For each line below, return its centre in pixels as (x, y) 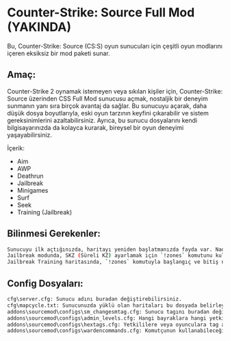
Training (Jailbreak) (44, 212)
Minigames (33, 190)
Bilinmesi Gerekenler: (54, 234)
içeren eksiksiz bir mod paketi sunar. (59, 53)
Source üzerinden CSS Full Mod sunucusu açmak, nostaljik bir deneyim (107, 98)
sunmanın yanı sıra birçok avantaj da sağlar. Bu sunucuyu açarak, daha (107, 106)
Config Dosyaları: (45, 283)
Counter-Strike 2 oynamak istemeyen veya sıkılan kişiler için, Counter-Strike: (115, 91)
